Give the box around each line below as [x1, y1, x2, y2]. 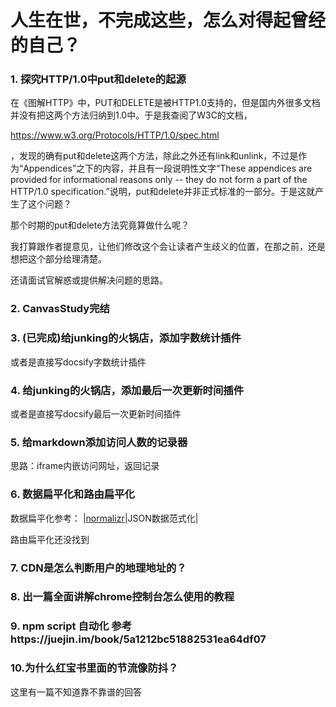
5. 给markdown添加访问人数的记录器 [10, 435, 188, 449]
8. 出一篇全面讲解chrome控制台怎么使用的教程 [10, 590, 235, 604]
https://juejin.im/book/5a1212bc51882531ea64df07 [10, 632, 267, 646]
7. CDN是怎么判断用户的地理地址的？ [10, 561, 187, 575]
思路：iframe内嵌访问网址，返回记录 [10, 460, 160, 472]
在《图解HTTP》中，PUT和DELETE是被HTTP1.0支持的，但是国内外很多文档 [10, 97, 321, 109]
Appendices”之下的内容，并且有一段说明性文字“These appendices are [23, 162, 313, 175]
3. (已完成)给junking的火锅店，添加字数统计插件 [10, 331, 242, 345]
